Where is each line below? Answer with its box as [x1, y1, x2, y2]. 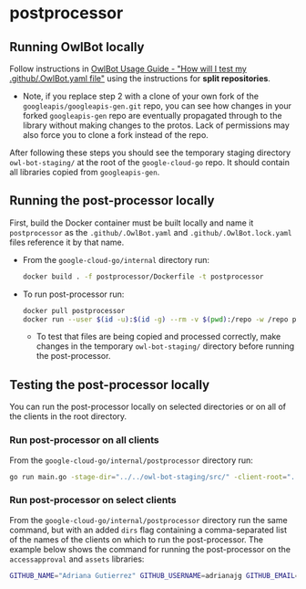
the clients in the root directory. [9, 411, 127, 422]
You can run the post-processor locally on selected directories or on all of [9, 401, 287, 413]
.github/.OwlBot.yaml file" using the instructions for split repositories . [9, 73, 271, 84]
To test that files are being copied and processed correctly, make [36, 331, 281, 342]
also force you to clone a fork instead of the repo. [22, 130, 209, 140]
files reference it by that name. [9, 237, 125, 247]
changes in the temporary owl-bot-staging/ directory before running [36, 341, 295, 352]
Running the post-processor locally [9, 193, 215, 208]
